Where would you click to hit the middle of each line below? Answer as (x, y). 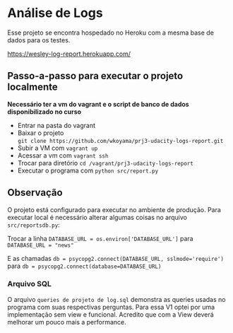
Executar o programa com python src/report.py (88, 170)
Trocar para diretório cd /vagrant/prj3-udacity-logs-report (106, 163)
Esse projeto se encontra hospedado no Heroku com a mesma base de (110, 33)
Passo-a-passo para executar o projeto (95, 76)
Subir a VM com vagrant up (58, 148)
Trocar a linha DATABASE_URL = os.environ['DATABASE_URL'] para (100, 238)
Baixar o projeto (41, 133)
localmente (32, 87)
